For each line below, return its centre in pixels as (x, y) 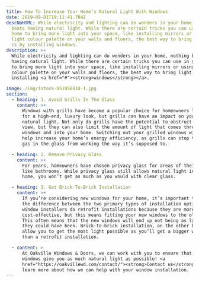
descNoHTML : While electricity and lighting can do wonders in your (92, 23)
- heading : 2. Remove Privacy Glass (57, 154)
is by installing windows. (45, 45)
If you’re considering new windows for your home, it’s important (105, 198)
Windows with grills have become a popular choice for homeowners (105, 110)
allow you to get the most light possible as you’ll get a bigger (105, 232)
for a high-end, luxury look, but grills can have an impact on (103, 116)
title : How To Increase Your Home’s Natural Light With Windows (87, 12)
